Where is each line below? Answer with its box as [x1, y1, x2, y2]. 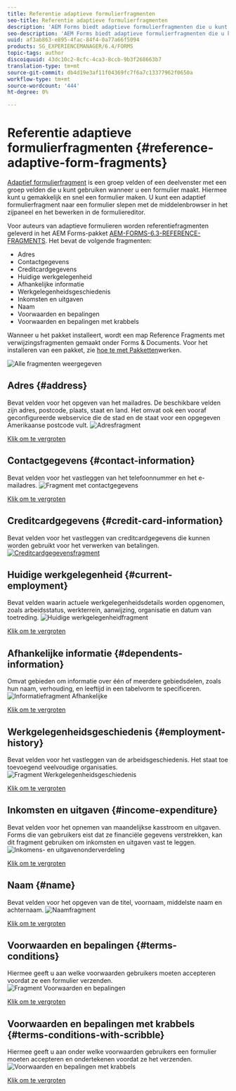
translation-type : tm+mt [7, 63, 80, 70]
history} [7, 737, 44, 749]
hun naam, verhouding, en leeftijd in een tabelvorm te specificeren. [7, 684, 202, 693]
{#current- [124, 568, 173, 580]
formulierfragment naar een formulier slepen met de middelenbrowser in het [7, 201, 228, 209]
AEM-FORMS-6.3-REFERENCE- [109, 229, 201, 237]
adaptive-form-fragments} [7, 155, 168, 171]
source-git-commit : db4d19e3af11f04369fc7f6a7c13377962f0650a [7, 69, 193, 76]
